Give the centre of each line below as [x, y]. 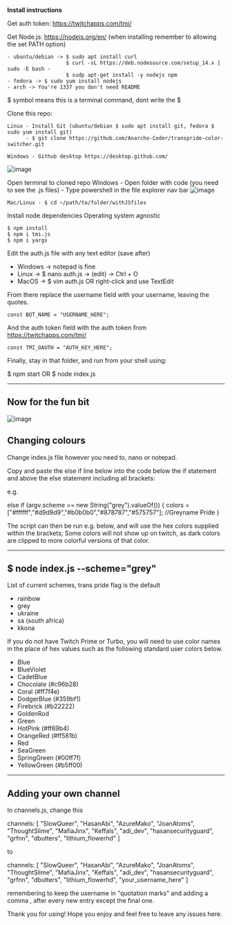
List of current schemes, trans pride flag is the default [84, 585]
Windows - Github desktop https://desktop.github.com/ [88, 156]
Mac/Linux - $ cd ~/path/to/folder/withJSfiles [77, 203]
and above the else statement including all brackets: [81, 478]
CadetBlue [32, 677]
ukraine [28, 613]
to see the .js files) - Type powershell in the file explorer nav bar [98, 190]
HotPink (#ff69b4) [43, 728]
